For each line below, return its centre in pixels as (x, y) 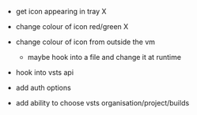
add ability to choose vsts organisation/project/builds (102, 103)
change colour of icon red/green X (72, 26)
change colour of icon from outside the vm (85, 42)
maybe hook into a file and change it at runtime (104, 57)
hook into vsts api (44, 72)
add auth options (43, 87)
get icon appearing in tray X (61, 11)
